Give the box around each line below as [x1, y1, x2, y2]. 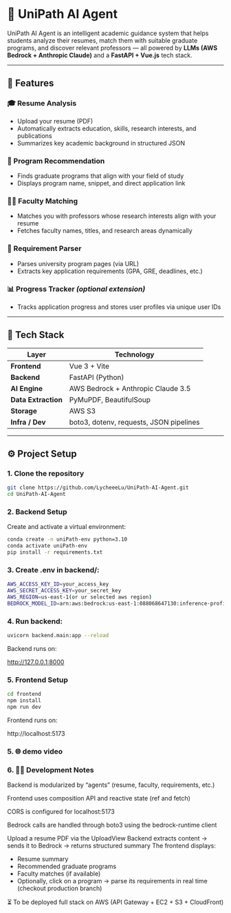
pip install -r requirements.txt [7, 549, 103, 556]
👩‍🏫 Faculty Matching [7, 196, 78, 205]
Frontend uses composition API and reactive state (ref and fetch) [7, 794, 191, 803]
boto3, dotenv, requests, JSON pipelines [69, 417, 201, 427]
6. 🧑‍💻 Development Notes [7, 765, 94, 774]
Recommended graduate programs [16, 862, 117, 871]
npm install [7, 697, 41, 704]
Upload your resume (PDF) [16, 117, 93, 125]
